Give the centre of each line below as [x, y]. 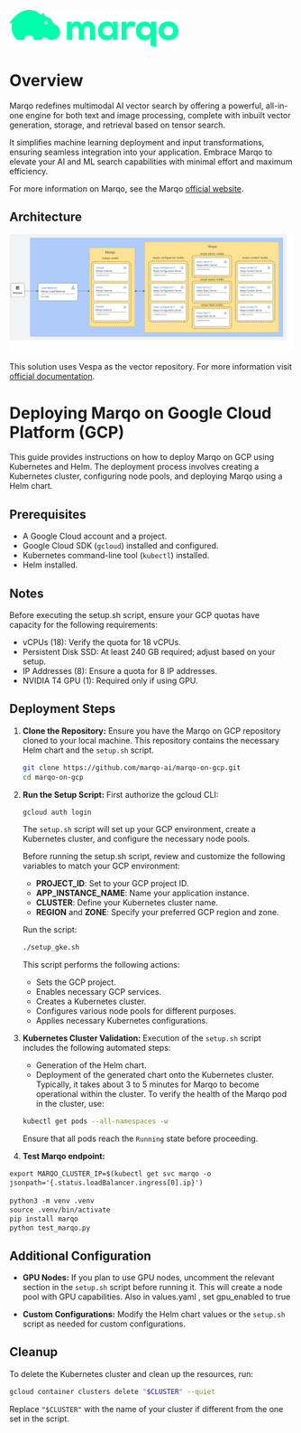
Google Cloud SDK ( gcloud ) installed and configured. [120, 546]
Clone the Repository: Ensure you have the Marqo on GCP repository [151, 731]
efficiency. [29, 171]
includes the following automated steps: [96, 1048]
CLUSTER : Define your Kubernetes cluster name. [127, 903]
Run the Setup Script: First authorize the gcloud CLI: [120, 794]
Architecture [46, 217]
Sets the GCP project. [76, 982]
